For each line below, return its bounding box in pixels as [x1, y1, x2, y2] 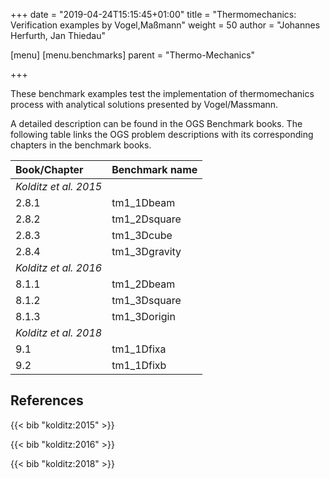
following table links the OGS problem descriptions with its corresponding [10, 129, 314, 140]
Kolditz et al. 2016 [15, 261, 103, 274]
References [10, 392, 84, 409]
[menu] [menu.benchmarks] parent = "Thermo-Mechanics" [10, 49, 256, 61]
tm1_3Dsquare [111, 294, 182, 307]
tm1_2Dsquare [111, 212, 182, 226]
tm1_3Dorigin [111, 310, 176, 323]
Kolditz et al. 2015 [15, 180, 103, 193]
